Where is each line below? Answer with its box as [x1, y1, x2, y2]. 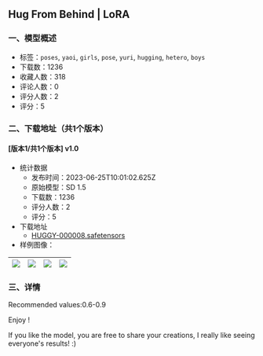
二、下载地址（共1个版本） [8, 123, 108, 134]
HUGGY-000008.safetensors [31, 230, 126, 240]
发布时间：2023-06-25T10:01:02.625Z [31, 172, 156, 182]
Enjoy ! [8, 315, 31, 325]
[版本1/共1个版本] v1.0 [8, 144, 79, 153]
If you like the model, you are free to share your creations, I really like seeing [8, 331, 255, 340]
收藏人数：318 [19, 72, 66, 81]
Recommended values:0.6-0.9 [8, 300, 106, 310]
